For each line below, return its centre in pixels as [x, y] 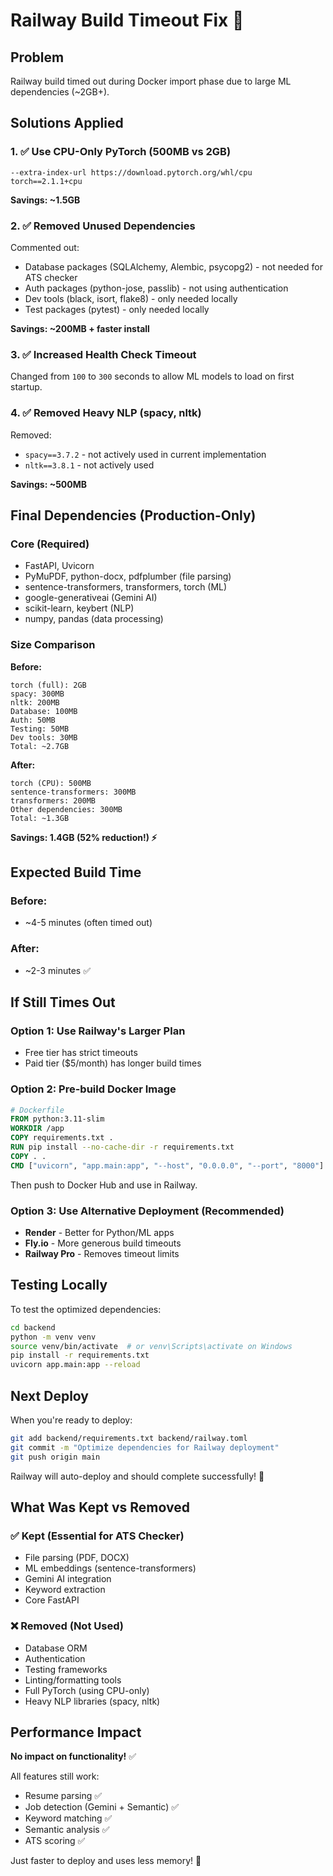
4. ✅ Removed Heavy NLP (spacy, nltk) [106, 413]
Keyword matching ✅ [68, 1818]
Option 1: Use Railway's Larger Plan [98, 1031]
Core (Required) [50, 544]
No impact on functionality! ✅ [73, 1756]
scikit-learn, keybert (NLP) [79, 608]
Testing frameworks [66, 1669]
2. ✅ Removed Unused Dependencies [103, 226]
